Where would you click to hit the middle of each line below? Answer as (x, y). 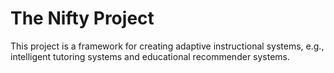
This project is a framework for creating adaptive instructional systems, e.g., (167, 46)
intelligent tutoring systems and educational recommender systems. (150, 56)
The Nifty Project (82, 18)
